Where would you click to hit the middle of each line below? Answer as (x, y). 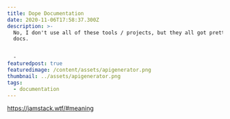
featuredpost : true (35, 64)
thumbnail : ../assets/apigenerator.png (64, 76)
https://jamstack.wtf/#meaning (50, 108)
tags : (15, 83)
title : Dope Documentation (46, 13)
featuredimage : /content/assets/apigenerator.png (79, 70)
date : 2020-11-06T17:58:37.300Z (53, 20)
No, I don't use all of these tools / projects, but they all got (110, 32)
